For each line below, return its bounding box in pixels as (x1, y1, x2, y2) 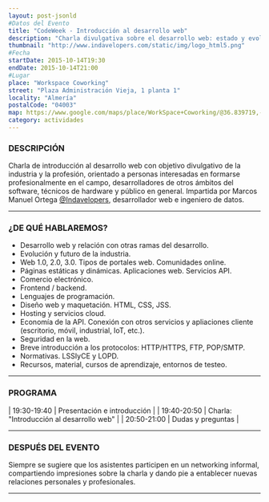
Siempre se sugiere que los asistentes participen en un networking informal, (8, 460, 260, 470)
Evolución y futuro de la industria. (19, 249, 131, 259)
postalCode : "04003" (8, 101, 78, 109)
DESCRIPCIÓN (8, 142, 66, 153)
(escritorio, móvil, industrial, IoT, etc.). (19, 326, 145, 335)
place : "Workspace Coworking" (8, 79, 110, 87)
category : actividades (8, 116, 84, 124)
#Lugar (8, 71, 30, 79)
